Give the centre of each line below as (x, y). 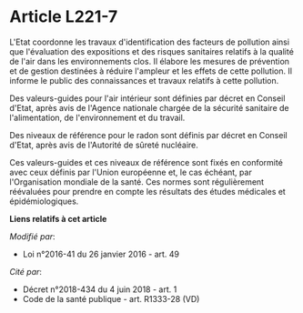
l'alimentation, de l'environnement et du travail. (97, 117)
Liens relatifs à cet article (58, 218)
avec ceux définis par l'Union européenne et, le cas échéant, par (131, 172)
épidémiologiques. (44, 201)
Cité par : (26, 271)
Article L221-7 (64, 17)
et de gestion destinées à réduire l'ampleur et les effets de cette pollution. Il (151, 71)
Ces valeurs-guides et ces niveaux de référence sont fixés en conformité (146, 162)
